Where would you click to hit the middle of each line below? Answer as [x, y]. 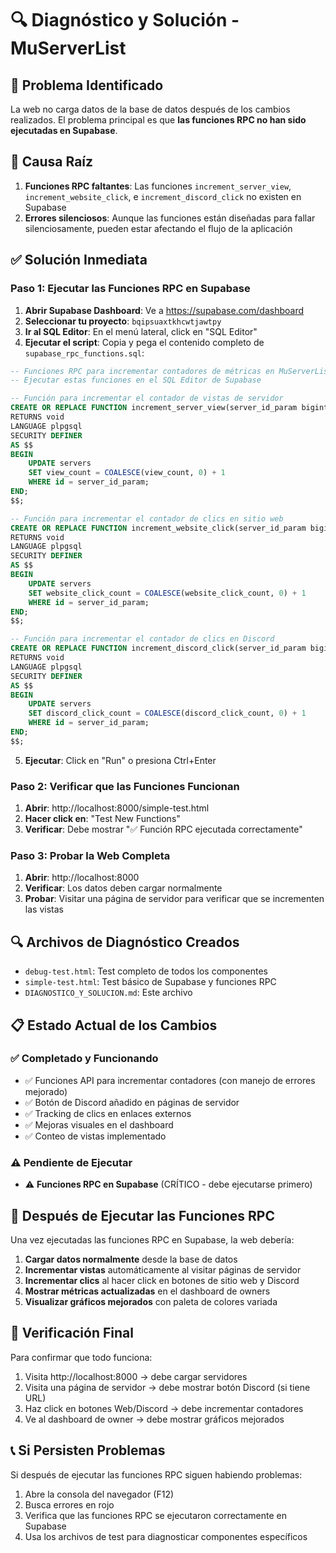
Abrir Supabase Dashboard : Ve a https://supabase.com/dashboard [164, 310]
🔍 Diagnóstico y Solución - [125, 20]
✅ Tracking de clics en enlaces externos [108, 1113]
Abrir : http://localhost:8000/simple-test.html [117, 808]
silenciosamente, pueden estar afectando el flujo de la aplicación [158, 228]
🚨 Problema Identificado [87, 85]
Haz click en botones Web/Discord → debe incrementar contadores [164, 1408]
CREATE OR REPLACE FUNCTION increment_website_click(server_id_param [158, 528]
